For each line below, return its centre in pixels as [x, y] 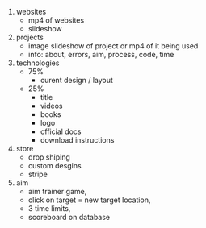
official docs [61, 131]
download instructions [77, 140]
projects [30, 37]
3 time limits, [49, 208]
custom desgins [55, 166]
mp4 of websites [56, 20]
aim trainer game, [57, 191]
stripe [38, 174]
